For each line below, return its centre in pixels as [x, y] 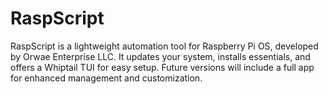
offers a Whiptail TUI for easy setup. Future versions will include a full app [162, 67]
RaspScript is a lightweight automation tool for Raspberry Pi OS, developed [164, 46]
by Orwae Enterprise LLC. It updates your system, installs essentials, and [160, 56]
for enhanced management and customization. [106, 78]
